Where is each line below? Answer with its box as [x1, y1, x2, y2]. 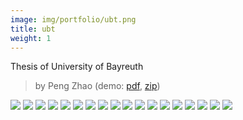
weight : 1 [10, 33, 52, 43]
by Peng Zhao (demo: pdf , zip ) [34, 80, 161, 92]
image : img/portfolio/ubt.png [10, 14, 137, 25]
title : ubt [10, 24, 56, 34]
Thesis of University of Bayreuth [10, 61, 144, 73]
